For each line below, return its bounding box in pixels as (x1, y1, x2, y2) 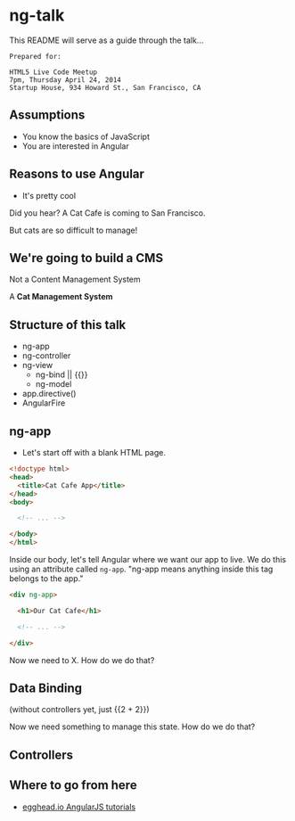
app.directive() (21, 389, 77, 399)
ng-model (35, 379, 72, 390)
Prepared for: (9, 52, 62, 61)
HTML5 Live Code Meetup (9, 68, 98, 77)
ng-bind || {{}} (35, 369, 88, 380)
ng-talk (9, 5, 65, 26)
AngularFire (21, 398, 66, 408)
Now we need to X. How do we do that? (9, 654, 155, 665)
